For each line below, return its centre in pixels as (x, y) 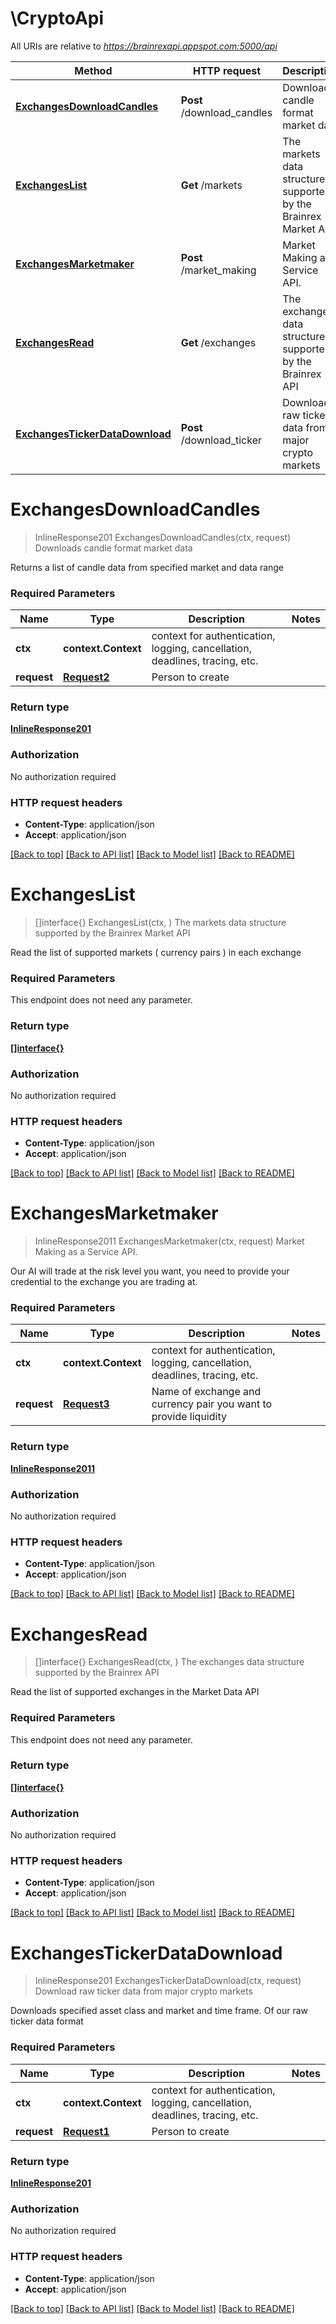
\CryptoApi (57, 18)
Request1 (86, 2131)
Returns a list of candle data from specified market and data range (147, 567)
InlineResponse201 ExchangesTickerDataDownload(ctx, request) (168, 1981)
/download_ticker (221, 440)
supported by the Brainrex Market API (112, 933)
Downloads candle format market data (113, 548)
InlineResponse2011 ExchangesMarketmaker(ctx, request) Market (169, 1241)
